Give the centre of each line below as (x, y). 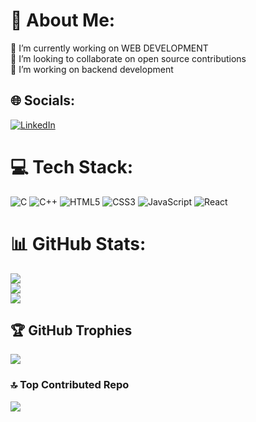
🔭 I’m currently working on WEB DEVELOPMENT (109, 48)
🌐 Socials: (43, 100)
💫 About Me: (63, 20)
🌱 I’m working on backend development (92, 69)
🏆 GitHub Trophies (71, 330)
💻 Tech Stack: (72, 166)
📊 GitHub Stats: (78, 243)
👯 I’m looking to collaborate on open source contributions (128, 58)
